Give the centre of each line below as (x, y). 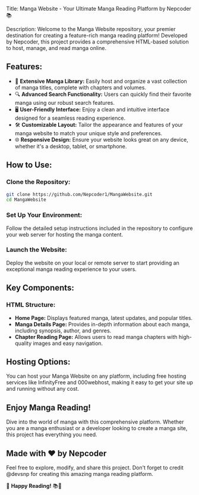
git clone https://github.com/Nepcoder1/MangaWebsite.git (79, 194)
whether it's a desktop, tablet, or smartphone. (71, 146)
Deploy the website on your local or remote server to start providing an (93, 263)
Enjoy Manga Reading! (48, 407)
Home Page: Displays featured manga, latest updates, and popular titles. (104, 317)
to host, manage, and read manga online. (56, 48)
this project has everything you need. (52, 435)
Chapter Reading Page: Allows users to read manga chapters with (96, 337)
